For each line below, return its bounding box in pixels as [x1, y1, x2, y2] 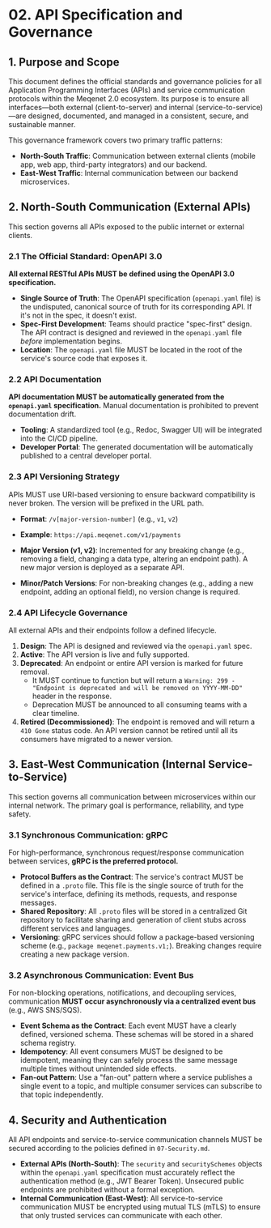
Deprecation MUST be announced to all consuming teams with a [32, 700, 248, 710]
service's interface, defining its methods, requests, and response [19, 889, 238, 899]
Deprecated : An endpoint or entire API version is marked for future [19, 659, 243, 667]
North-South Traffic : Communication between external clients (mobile [19, 151, 256, 160]
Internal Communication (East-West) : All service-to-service [19, 1193, 223, 1204]
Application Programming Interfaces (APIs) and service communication [8, 85, 245, 95]
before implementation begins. [19, 336, 123, 346]
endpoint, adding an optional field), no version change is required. [19, 586, 240, 596]
